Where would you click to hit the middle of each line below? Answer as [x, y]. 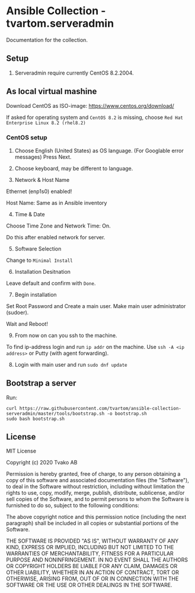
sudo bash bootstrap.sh [36, 419]
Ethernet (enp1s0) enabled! [39, 191]
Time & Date [30, 214]
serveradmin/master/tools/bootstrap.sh [55, 414]
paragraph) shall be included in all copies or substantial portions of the [92, 523]
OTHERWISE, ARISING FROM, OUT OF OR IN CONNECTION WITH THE [92, 579]
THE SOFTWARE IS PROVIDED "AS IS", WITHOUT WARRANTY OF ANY [92, 541]
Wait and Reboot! [27, 323]
